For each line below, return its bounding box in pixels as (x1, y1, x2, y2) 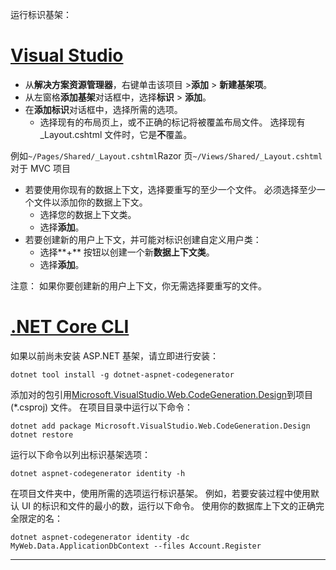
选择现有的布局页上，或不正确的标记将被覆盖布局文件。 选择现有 (39, 116, 306, 128)
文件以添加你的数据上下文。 (33, 196, 148, 208)
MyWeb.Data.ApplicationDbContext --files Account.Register (10, 541, 262, 551)
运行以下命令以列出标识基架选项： (10, 448, 151, 460)
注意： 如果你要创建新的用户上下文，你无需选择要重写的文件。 (10, 279, 267, 292)
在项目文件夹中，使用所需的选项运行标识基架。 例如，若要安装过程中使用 (10, 487, 311, 499)
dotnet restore (10, 429, 74, 440)
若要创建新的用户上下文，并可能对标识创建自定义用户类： (24, 233, 262, 245)
